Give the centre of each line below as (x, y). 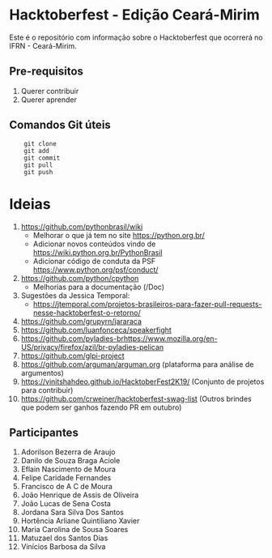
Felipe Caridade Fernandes (66, 478)
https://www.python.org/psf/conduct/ (96, 270)
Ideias (30, 204)
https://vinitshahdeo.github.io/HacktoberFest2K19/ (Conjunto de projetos (142, 381)
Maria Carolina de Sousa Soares (74, 530)
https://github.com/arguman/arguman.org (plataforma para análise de (137, 364)
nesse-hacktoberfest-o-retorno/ (87, 313)
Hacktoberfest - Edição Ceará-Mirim (134, 15)
